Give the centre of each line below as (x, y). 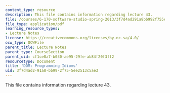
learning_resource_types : (32, 29)
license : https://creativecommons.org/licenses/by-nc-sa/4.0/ (72, 38)
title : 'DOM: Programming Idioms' (42, 66)
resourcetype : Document (30, 61)
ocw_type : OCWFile (25, 43)
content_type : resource (30, 10)
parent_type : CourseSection (35, 52)
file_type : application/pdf (35, 24)
